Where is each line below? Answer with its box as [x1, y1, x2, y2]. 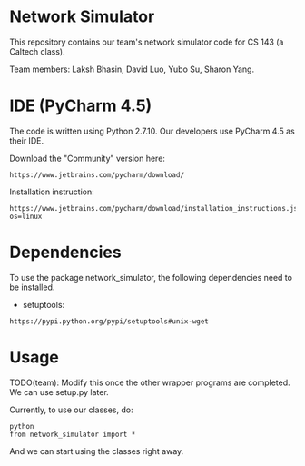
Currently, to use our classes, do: [9, 404, 133, 415]
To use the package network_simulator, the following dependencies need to [9, 272, 293, 283]
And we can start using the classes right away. [9, 445, 184, 456]
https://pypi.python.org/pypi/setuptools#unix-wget [9, 316, 209, 326]
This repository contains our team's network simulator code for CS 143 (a [9, 36, 284, 47]
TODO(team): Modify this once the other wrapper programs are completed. [9, 377, 290, 388]
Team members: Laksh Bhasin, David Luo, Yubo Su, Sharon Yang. [9, 64, 255, 74]
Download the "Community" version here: [9, 153, 166, 164]
